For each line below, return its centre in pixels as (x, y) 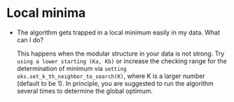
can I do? (30, 39)
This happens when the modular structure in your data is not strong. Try (121, 53)
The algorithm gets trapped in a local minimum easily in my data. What (118, 32)
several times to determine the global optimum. (85, 91)
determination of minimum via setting (71, 68)
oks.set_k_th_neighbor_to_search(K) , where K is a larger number (111, 76)
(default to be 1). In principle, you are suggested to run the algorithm (115, 83)
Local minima (46, 13)
